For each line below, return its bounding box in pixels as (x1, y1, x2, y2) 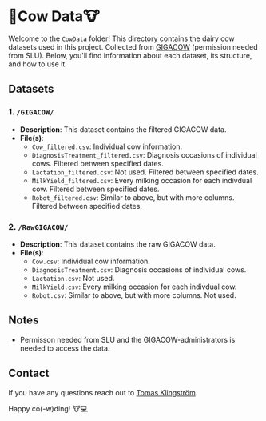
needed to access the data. (19, 343, 110, 353)
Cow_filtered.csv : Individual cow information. (31, 142, 183, 151)
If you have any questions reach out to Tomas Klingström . (8, 387, 198, 397)
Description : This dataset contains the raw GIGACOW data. (19, 239, 216, 249)
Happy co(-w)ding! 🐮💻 (8, 403, 89, 413)
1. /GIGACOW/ (8, 106, 54, 118)
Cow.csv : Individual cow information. (31, 256, 150, 266)
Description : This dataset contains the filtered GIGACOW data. (19, 124, 227, 134)
